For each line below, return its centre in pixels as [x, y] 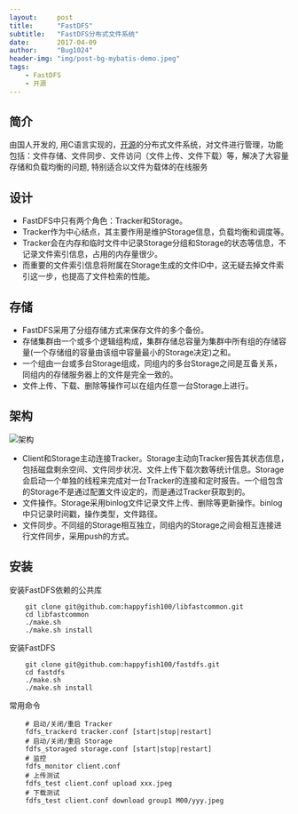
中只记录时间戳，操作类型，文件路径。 [92, 514]
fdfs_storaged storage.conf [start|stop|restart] [119, 749]
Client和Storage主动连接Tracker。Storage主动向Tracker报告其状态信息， [155, 458]
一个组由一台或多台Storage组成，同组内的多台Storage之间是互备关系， [152, 363]
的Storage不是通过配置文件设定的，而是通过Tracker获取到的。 [136, 491]
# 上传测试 [43, 775]
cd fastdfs [45, 672]
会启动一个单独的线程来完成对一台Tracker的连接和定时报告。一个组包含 [153, 480]
